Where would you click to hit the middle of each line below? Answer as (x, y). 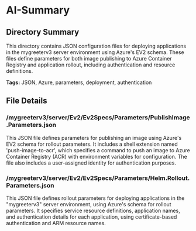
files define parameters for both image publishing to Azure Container (89, 58)
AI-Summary (38, 10)
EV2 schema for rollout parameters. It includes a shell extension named (92, 144)
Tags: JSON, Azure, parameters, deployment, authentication (79, 82)
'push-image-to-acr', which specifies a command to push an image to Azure (98, 150)
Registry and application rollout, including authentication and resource (91, 65)
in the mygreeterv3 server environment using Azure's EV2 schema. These (95, 52)
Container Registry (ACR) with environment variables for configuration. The (97, 156)
